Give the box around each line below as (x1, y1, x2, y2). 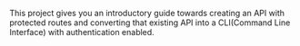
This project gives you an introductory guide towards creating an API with (9, 8, 285, 18)
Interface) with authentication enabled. (9, 27, 155, 37)
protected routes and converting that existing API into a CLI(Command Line (9, 17, 291, 28)
